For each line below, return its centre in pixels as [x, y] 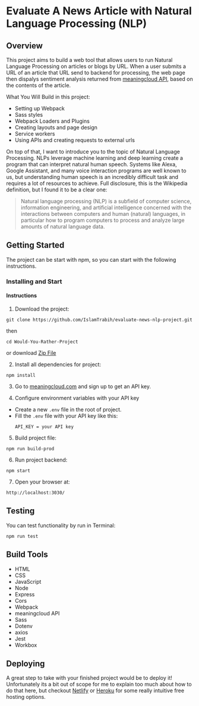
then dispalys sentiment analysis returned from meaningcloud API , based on [99, 79]
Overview [25, 46]
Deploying [26, 663]
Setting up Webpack [40, 108]
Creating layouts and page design [56, 127]
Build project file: [35, 438]
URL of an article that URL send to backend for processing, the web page [96, 72]
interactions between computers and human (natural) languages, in [103, 214]
